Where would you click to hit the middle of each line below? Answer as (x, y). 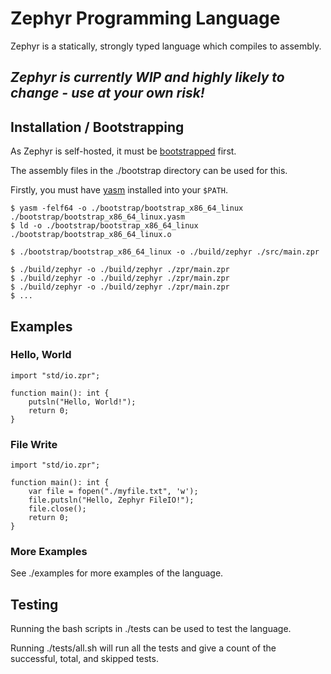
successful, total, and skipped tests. (84, 659)
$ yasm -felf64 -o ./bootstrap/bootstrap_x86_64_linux (127, 208)
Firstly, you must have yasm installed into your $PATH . (119, 190)
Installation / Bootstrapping (97, 127)
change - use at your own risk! (107, 93)
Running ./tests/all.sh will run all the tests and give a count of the (143, 648)
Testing (34, 604)
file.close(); (57, 509)
